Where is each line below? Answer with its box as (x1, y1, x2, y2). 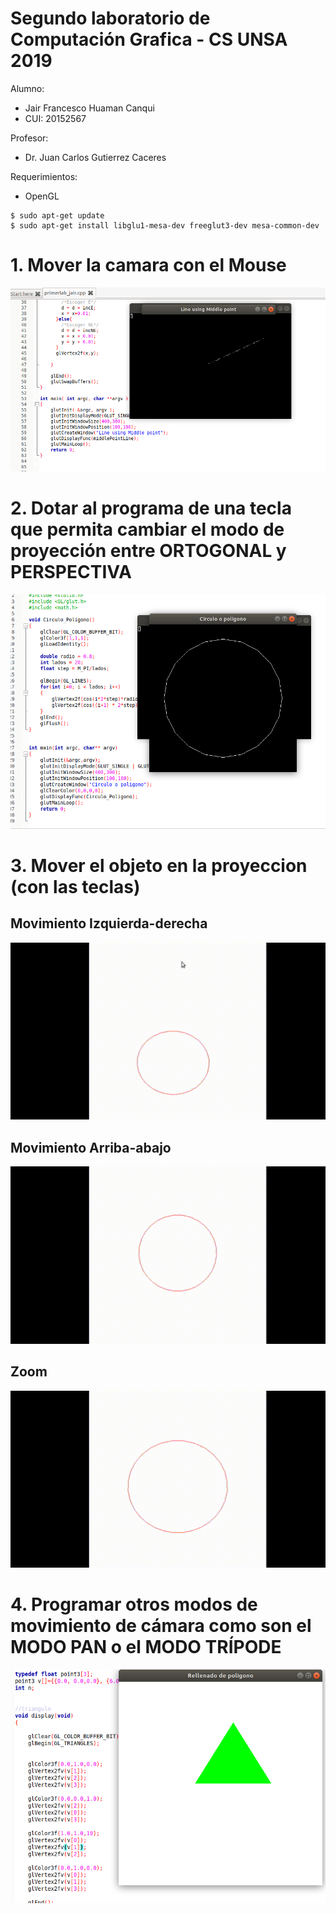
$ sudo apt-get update (10, 210, 105, 221)
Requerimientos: (10, 170, 78, 182)
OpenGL (24, 190, 60, 202)
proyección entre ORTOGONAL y (10, 540, 287, 562)
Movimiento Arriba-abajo (10, 1139, 172, 1156)
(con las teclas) (10, 876, 141, 899)
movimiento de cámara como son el (10, 1615, 312, 1637)
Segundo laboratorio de (10, 7, 211, 30)
